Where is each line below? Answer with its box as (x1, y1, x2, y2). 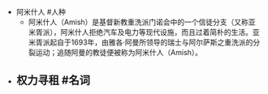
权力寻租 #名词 (15, 74, 91, 88)
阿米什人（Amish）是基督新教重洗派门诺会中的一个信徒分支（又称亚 (28, 17, 256, 27)
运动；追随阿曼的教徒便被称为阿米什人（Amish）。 (35, 48, 203, 57)
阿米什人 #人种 (15, 7, 67, 16)
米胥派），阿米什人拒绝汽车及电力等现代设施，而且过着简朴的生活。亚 (28, 28, 260, 36)
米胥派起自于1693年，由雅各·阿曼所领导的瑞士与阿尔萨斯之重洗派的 (28, 37, 253, 47)
